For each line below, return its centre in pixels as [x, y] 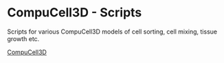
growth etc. [23, 38]
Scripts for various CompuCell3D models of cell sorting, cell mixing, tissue [112, 32]
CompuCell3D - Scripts [75, 13]
